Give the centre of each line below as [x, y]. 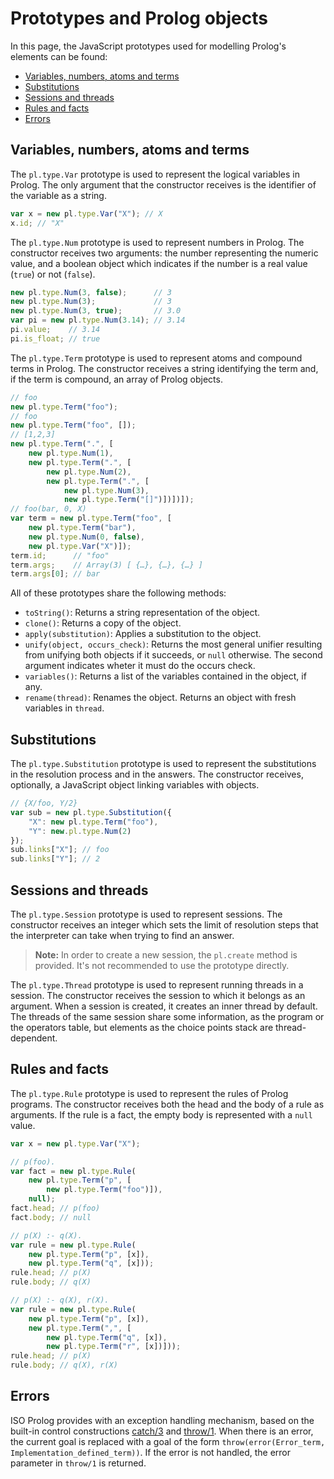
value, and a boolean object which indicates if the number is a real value [159, 263]
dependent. [34, 1038]
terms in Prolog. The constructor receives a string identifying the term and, [164, 368]
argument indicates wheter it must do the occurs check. [140, 666]
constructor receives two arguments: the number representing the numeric [164, 253]
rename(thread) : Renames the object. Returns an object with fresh [160, 698]
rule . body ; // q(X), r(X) [64, 1365]
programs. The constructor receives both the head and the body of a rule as [167, 1104]
